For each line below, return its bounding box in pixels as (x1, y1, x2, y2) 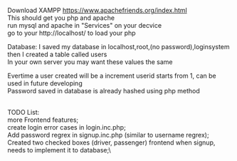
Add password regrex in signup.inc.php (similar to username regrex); (7, 131, 209, 139)
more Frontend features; (7, 115, 79, 124)
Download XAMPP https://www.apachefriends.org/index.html (7, 6, 187, 14)
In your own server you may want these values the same (7, 58, 173, 66)
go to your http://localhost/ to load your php (7, 28, 137, 37)
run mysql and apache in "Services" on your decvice (7, 21, 162, 29)
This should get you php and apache (7, 14, 115, 22)
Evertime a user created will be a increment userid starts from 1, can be (7, 71, 216, 80)
